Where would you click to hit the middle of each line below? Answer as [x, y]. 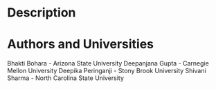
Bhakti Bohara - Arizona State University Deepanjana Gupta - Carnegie [108, 63]
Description [42, 13]
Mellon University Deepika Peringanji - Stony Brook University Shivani [107, 71]
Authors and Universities [81, 44]
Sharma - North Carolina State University [66, 78]
